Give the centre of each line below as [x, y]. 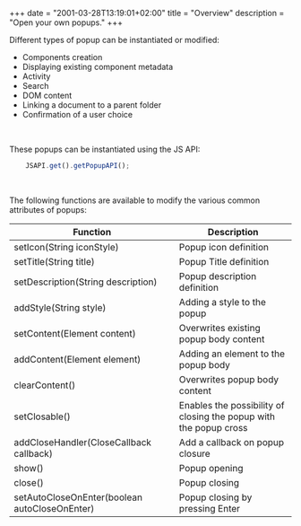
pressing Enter [209, 508]
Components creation [62, 57]
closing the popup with [227, 416]
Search [35, 86]
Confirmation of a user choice [77, 114]
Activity [36, 76]
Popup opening [211, 468]
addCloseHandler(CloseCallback [83, 442]
